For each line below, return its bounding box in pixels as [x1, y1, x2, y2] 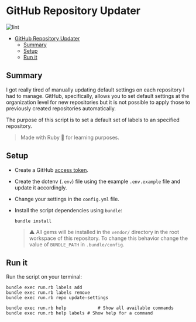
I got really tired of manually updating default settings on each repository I [6, 86, 185, 93]
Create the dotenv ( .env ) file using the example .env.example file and [14, 178, 181, 185]
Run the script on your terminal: [6, 273, 82, 280]
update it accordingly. [14, 184, 67, 191]
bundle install [14, 218, 52, 224]
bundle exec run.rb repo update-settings [6, 295, 109, 301]
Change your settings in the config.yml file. [14, 195, 120, 202]
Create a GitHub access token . [14, 166, 89, 174]
